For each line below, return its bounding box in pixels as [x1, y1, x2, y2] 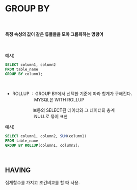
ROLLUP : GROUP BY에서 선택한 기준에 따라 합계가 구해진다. [12, 91, 133, 96]
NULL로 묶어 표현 [34, 113, 68, 119]
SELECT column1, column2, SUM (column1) [5, 133, 87, 138]
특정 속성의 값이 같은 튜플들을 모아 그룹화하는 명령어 [5, 31, 104, 37]
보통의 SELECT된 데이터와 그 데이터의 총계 [32, 107, 115, 113]
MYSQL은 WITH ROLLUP [34, 96, 84, 102]
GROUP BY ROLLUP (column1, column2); [5, 143, 80, 148]
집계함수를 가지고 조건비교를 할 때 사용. [5, 180, 80, 186]
